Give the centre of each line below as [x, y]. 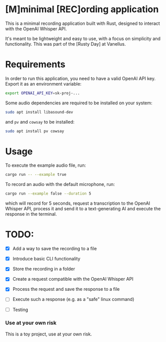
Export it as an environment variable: [43, 84]
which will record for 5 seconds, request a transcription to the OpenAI [78, 203]
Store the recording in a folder [44, 269]
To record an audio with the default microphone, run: [60, 184]
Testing [20, 310]
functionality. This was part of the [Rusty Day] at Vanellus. [66, 44]
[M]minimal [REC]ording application [82, 9]
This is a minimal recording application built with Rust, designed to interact [83, 23]
